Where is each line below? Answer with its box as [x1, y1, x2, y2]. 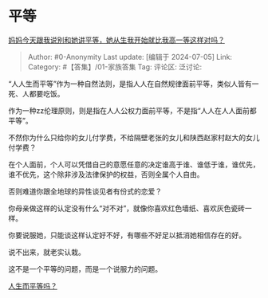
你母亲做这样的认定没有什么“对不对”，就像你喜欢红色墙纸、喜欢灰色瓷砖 [8, 203, 246, 213]
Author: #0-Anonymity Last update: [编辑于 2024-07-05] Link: [27, 52, 233, 61]
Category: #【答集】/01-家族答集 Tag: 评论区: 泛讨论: [27, 61, 203, 72]
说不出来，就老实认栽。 [8, 247, 85, 257]
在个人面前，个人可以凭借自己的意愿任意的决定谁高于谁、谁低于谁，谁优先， [8, 159, 260, 169]
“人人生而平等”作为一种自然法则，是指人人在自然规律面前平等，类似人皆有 [8, 79, 253, 88]
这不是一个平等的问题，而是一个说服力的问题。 [8, 264, 162, 273]
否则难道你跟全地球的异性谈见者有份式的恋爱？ [8, 186, 162, 196]
